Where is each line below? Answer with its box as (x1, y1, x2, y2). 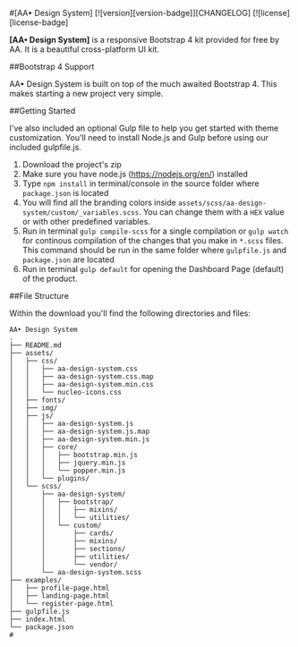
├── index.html (9, 615, 66, 624)
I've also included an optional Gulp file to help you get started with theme (9, 123, 279, 133)
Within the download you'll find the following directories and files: (9, 308, 251, 319)
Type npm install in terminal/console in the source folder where (21, 178, 260, 189)
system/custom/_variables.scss (21, 209, 140, 217)
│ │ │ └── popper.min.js (9, 466, 126, 475)
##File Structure (9, 291, 70, 301)
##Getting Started (9, 106, 76, 115)
